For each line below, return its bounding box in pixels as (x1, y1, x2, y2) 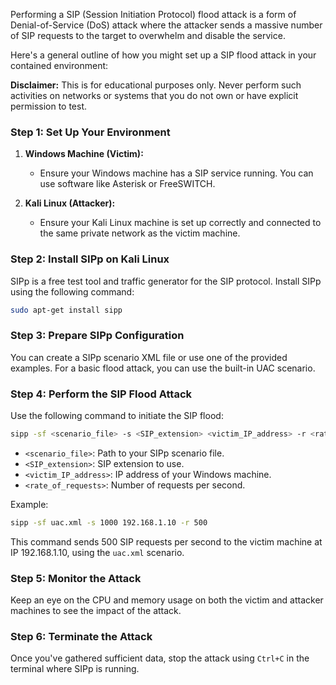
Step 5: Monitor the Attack (10, 571, 142, 585)
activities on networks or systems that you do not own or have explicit (10, 90, 299, 101)
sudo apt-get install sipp (10, 305, 123, 315)
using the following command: (10, 285, 135, 298)
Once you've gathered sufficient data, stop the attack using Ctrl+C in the (10, 652, 310, 664)
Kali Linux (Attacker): (24, 197, 116, 209)
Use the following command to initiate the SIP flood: (10, 410, 224, 422)
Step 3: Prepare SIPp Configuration (10, 329, 185, 343)
